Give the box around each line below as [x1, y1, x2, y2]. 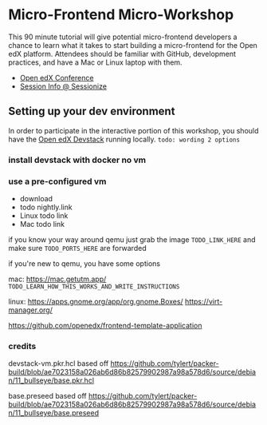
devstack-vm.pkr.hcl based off [8, 359, 109, 368]
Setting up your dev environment [8, 105, 175, 118]
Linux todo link [19, 210, 69, 220]
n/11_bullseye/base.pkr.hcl [8, 375, 94, 385]
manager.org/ [8, 305, 53, 315]
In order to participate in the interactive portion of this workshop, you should [8, 125, 259, 135]
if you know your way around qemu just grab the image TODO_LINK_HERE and [8, 234, 257, 244]
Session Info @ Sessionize [19, 81, 108, 91]
